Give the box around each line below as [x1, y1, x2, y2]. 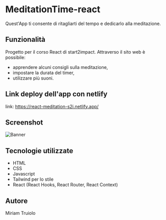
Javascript [12, 171, 35, 177]
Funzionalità [5, 35, 45, 44]
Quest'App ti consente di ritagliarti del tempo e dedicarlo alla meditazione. [5, 20, 161, 27]
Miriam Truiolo [5, 210, 36, 216]
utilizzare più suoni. [12, 75, 54, 81]
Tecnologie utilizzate [5, 146, 74, 155]
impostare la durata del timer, [12, 69, 75, 76]
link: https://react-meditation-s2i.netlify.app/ [5, 103, 99, 109]
